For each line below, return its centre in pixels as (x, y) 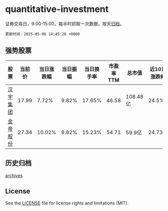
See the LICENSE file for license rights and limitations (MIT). (67, 203)
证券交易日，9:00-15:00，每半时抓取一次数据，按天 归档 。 (65, 23)
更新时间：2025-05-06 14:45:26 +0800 (42, 34)
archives (14, 175)
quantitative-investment (57, 9)
